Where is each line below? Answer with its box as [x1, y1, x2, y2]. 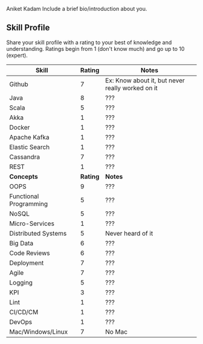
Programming [9, 199, 48, 208]
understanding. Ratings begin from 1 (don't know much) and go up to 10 [6, 45, 185, 52]
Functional [9, 192, 39, 200]
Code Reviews [9, 248, 50, 257]
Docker [9, 123, 30, 131]
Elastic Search [9, 142, 50, 151]
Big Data [9, 239, 34, 247]
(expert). [6, 51, 28, 59]
